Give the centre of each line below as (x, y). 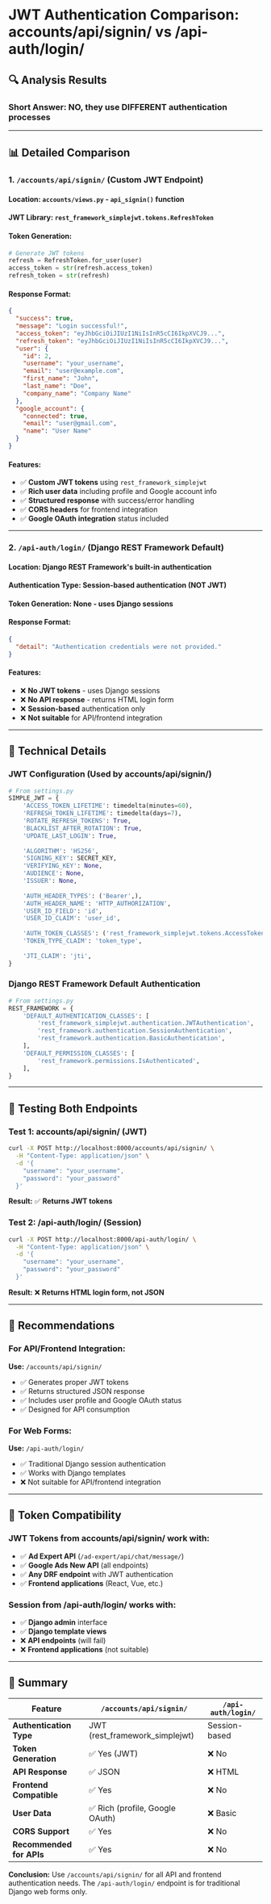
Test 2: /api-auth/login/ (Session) (75, 1223)
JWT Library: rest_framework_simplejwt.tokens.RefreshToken (111, 218)
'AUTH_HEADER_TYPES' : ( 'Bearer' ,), (83, 896)
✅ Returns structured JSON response (82, 1391)
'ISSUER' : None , (50, 881)
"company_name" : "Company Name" (77, 393)
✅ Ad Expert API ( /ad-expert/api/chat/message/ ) (102, 1556)
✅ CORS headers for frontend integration (89, 509)
